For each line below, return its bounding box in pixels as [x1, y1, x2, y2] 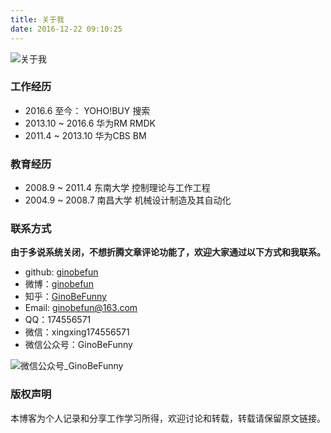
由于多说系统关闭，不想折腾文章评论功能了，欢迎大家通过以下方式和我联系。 [10, 246, 326, 258]
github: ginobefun [24, 266, 99, 278]
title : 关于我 [10, 14, 65, 25]
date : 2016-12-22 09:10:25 [10, 24, 123, 34]
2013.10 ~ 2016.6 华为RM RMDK [24, 117, 157, 129]
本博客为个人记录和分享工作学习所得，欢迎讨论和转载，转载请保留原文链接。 [10, 412, 326, 424]
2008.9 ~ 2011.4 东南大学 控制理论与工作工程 [24, 182, 211, 194]
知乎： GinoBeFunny [24, 291, 107, 303]
